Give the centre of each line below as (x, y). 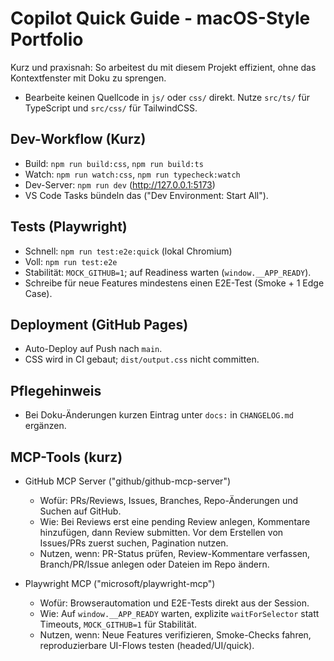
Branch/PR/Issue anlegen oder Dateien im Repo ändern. (154, 564)
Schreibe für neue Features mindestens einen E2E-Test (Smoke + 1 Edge (174, 283)
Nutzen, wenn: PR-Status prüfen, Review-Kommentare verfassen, (175, 553)
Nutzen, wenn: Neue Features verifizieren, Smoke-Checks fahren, (175, 635)
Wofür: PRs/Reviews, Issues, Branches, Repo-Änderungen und (169, 500)
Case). (38, 293)
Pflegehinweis (56, 390)
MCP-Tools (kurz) (66, 457)
